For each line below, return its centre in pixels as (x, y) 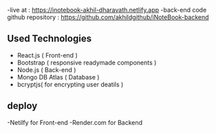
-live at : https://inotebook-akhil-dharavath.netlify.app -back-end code (107, 10)
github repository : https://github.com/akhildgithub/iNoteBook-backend (108, 17)
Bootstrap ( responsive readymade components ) (87, 62)
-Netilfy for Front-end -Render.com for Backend (75, 122)
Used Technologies (49, 39)
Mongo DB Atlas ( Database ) (58, 77)
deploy (22, 106)
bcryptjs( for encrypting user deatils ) (70, 84)
